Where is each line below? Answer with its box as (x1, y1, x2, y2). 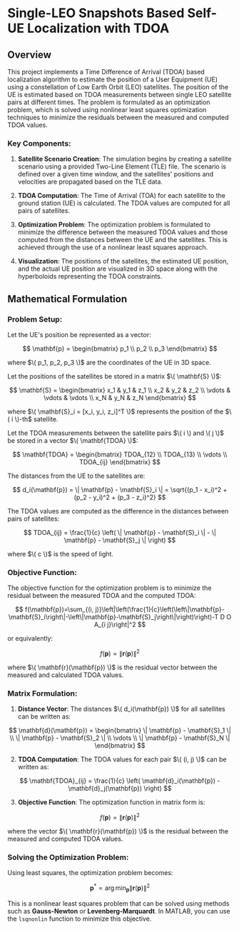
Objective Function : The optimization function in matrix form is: (17, 798, 205, 806)
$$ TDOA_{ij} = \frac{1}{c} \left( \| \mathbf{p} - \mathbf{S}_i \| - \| (24, 528, 216, 536)
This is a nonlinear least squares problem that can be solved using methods (7, 899, 230, 908)
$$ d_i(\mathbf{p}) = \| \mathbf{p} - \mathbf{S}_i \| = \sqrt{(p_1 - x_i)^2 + (12, 485, 228, 494)
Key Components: (7, 138, 71, 148)
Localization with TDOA (27, 20, 170, 36)
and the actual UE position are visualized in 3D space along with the (17, 264, 218, 273)
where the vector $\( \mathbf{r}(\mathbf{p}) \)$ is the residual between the (7, 826, 229, 835)
